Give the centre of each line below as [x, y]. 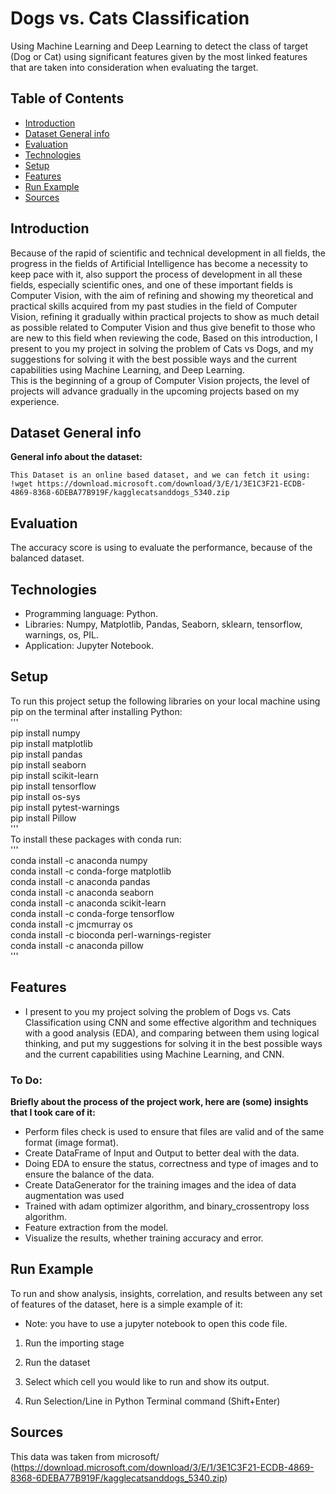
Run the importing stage [74, 1343]
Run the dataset [57, 1362]
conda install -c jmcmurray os [71, 924]
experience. [35, 401]
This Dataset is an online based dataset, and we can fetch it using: [160, 475]
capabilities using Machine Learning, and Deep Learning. [127, 369]
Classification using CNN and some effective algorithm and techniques [170, 1022]
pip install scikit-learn [54, 775]
